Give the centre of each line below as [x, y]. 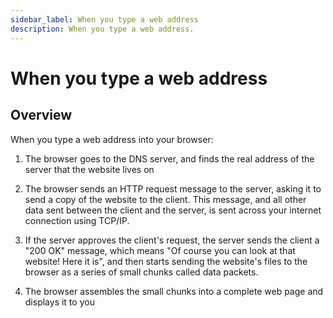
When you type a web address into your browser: [112, 139]
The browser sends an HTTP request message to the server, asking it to [173, 188]
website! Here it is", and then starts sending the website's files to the [166, 261]
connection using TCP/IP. [77, 220]
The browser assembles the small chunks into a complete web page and [174, 291]
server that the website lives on [89, 169]
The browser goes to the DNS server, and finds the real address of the [169, 158]
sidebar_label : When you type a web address [104, 19]
